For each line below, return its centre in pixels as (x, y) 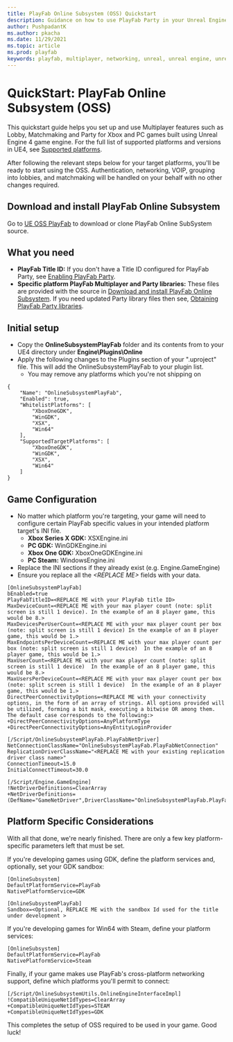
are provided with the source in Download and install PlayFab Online (115, 292)
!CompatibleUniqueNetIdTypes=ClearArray (67, 1000)
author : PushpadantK (37, 26)
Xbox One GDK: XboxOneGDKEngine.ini (85, 553)
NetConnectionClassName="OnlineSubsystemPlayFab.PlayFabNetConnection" (113, 746)
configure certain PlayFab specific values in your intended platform (113, 523)
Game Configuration (52, 499)
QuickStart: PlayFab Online (87, 93)
